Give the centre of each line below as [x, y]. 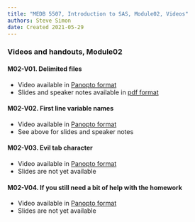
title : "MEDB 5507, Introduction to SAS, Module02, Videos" [98, 14]
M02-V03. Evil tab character [50, 148]
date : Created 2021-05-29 [45, 27]
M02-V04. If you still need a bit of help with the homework [95, 187]
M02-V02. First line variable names [61, 109]
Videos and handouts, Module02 [65, 52]
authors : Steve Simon [39, 21]
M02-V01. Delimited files [45, 69]
